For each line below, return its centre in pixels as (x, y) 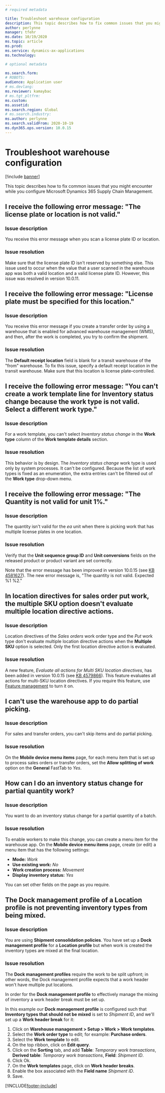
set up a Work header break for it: (40, 1019)
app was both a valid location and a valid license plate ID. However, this (77, 273)
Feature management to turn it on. (40, 686)
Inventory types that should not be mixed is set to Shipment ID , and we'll (80, 1014)
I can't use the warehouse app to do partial (72, 701)
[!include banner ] (23, 176)
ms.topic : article (24, 42)
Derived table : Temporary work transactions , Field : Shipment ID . (78, 1055)
